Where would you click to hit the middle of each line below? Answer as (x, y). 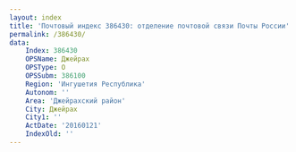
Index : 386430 (51, 51)
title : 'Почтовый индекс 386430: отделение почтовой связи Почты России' (150, 26)
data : (19, 42)
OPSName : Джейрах (58, 59)
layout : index (36, 17)
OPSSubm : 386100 (56, 76)
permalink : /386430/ (48, 34)
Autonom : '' (47, 92)
